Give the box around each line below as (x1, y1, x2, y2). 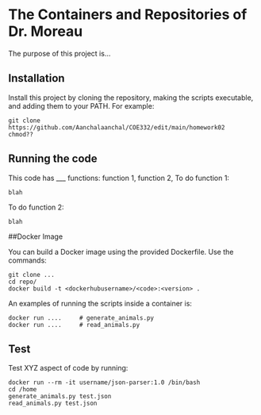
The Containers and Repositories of (8, 6, 248, 24)
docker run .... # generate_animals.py (8, 313, 155, 322)
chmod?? (8, 130, 34, 138)
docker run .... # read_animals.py (8, 321, 140, 329)
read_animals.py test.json (8, 399, 98, 408)
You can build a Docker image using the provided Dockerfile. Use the (8, 247, 234, 256)
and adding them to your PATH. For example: (8, 101, 155, 110)
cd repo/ (8, 278, 37, 286)
